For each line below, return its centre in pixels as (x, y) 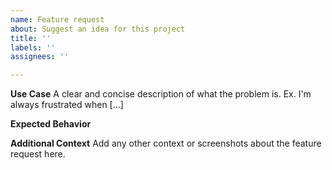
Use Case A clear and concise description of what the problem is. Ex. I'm (161, 94)
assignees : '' (40, 57)
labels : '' (33, 47)
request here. (38, 154)
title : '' (31, 38)
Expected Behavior (51, 124)
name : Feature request (57, 19)
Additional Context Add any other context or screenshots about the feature (166, 143)
